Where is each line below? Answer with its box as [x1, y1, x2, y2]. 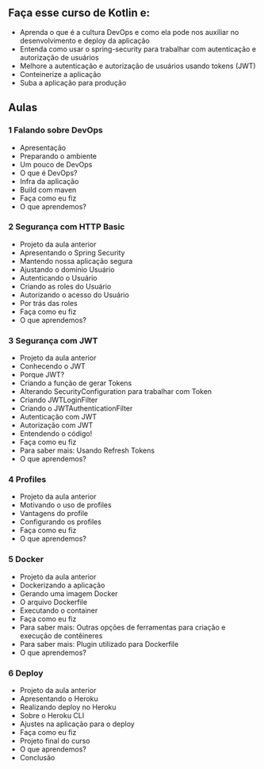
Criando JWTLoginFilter [19, 396, 98, 405]
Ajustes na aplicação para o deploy [19, 719, 135, 729]
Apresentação [19, 143, 66, 152]
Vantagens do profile [19, 509, 89, 518]
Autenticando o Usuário [19, 273, 98, 282]
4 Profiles [8, 474, 47, 485]
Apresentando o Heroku [19, 694, 99, 703]
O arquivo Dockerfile [19, 597, 88, 606]
